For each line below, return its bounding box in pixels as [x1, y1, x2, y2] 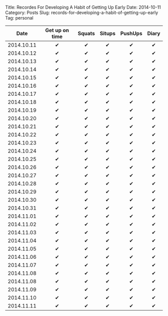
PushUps [120, 30, 142, 37]
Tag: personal [5, 15, 33, 21]
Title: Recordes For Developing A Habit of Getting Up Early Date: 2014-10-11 [5, 5, 161, 10]
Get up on [44, 27, 69, 34]
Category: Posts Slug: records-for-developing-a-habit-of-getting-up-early [5, 10, 158, 16]
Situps [99, 30, 116, 37]
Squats [77, 30, 95, 37]
